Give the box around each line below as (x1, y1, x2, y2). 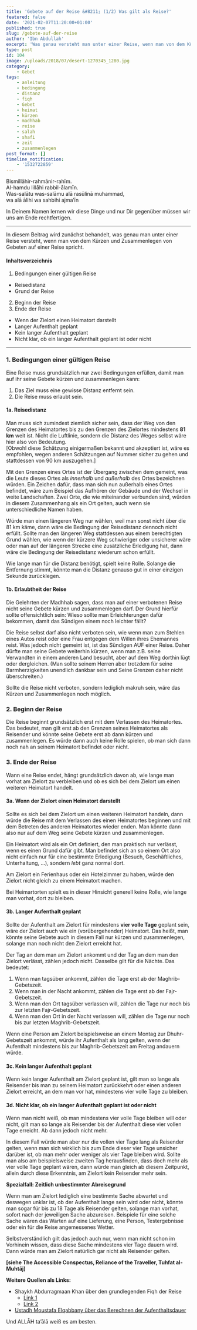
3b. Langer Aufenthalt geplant (6, 908, 81, 915)
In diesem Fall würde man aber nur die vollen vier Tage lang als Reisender (6, 1138, 184, 1145)
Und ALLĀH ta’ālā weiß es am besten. (6, 1318, 97, 1325)
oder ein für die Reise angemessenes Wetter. (6, 1224, 115, 1231)
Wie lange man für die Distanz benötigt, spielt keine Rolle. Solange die (6, 560, 176, 567)
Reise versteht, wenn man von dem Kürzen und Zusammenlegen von (6, 238, 172, 245)
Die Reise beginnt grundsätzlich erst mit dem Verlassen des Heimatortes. (6, 719, 183, 726)
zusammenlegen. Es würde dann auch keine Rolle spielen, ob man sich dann (6, 737, 191, 744)
